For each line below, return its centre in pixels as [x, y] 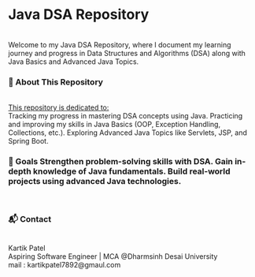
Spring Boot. [28, 141]
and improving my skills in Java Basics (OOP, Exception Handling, [115, 125]
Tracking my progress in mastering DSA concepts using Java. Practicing [126, 116]
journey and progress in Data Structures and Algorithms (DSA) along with [127, 53]
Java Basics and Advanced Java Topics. [74, 62]
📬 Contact [30, 219]
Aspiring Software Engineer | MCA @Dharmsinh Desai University [113, 256]
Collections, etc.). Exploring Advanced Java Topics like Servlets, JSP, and [128, 133]
